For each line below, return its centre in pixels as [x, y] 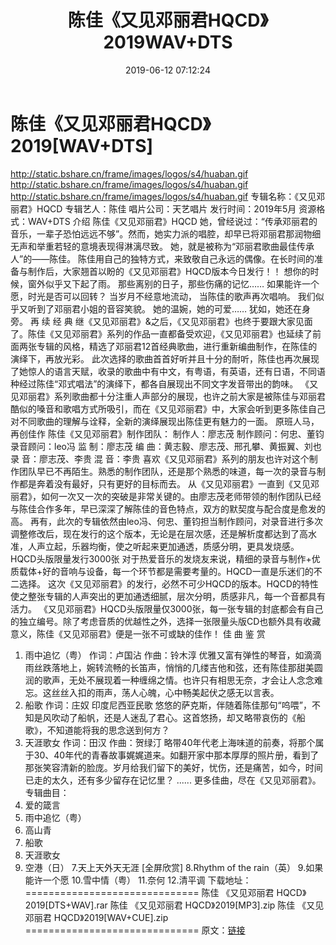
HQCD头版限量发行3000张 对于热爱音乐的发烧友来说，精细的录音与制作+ [161, 558]
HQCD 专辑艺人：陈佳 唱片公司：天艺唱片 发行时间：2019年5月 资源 [176, 208]
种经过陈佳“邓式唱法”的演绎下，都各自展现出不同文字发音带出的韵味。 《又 [164, 383]
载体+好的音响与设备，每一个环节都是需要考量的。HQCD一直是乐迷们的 [166, 571]
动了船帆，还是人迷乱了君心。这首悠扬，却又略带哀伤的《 [178, 717]
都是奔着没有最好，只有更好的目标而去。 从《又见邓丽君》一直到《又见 [164, 483]
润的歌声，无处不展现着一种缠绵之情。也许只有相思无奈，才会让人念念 [169, 680]
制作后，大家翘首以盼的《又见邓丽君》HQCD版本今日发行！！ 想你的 [169, 271]
